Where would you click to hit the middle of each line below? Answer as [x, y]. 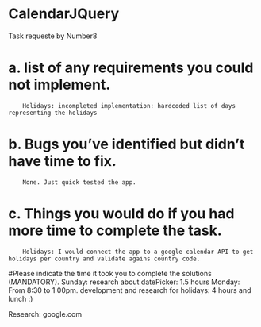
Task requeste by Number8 [53, 36]
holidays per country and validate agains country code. [104, 259]
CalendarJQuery [64, 14]
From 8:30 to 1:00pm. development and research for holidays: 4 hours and [130, 290]
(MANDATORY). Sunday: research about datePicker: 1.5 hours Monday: [124, 282]
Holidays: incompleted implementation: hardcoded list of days [129, 106]
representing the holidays [53, 113]
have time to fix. [62, 162]
